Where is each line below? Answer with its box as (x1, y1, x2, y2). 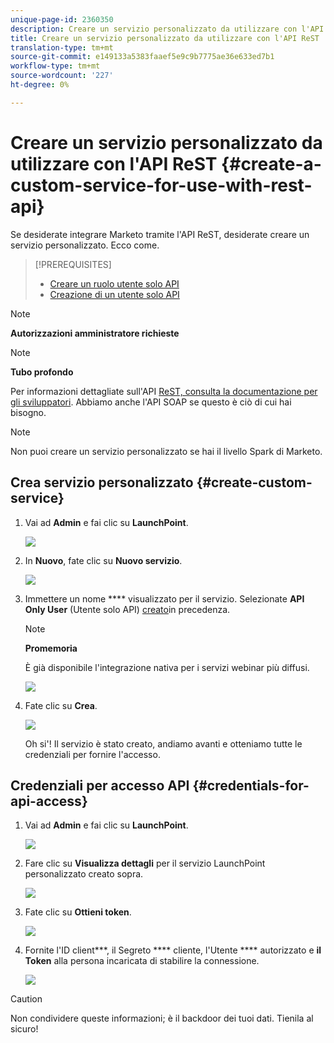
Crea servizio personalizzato (10, 474, 194, 491)
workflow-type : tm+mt (10, 61, 101, 71)
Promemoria (24, 642, 78, 654)
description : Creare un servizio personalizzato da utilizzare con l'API (10, 24, 325, 34)
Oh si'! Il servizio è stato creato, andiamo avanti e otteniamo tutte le (24, 737, 303, 750)
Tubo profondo (10, 366, 74, 378)
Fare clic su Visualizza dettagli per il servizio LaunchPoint (24, 857, 266, 870)
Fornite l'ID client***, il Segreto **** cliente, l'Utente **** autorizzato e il (24, 944, 322, 956)
